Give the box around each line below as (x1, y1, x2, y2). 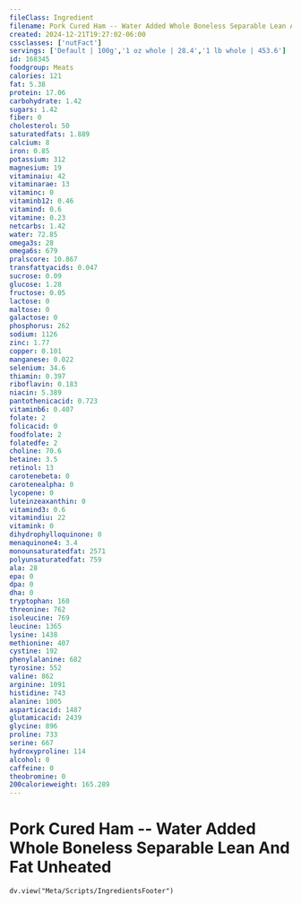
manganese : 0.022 (9, 355, 74, 364)
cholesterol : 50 (9, 122, 70, 131)
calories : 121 (9, 72, 63, 81)
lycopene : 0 (9, 488, 54, 498)
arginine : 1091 (9, 680, 66, 689)
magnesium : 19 (9, 163, 63, 172)
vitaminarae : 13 (9, 180, 70, 189)
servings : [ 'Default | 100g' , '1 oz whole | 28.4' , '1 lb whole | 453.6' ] (9, 47, 287, 56)
